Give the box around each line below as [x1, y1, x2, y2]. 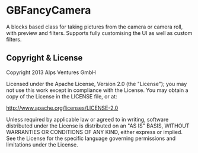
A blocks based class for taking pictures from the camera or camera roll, [6, 23, 183, 30]
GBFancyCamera [6, 4, 91, 17]
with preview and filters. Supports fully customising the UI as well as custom [6, 29, 193, 36]
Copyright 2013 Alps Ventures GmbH [6, 69, 97, 76]
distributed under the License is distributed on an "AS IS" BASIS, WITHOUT [6, 122, 190, 129]
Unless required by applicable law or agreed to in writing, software [6, 116, 169, 123]
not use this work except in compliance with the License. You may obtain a [6, 87, 189, 94]
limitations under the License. [6, 141, 78, 148]
